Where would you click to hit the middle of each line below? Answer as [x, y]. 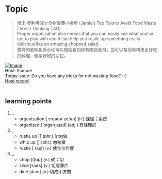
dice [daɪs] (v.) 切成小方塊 [45, 171]
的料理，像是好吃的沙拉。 [42, 56]
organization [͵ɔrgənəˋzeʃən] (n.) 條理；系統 [63, 119]
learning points [28, 101]
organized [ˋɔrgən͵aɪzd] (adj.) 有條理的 [58, 125]
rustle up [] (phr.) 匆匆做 [43, 136]
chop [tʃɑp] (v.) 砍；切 [41, 159]
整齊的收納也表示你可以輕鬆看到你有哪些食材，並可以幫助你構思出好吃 [87, 49]
